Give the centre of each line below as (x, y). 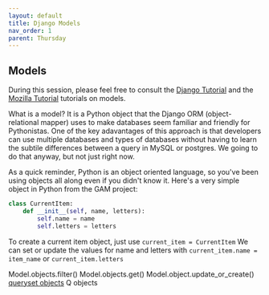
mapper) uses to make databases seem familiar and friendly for (145, 123)
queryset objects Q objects (53, 282)
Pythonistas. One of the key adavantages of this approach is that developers (135, 131)
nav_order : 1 (30, 30)
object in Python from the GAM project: (73, 189)
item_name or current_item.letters (66, 258)
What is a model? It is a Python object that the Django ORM (106, 114)
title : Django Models (45, 23)
